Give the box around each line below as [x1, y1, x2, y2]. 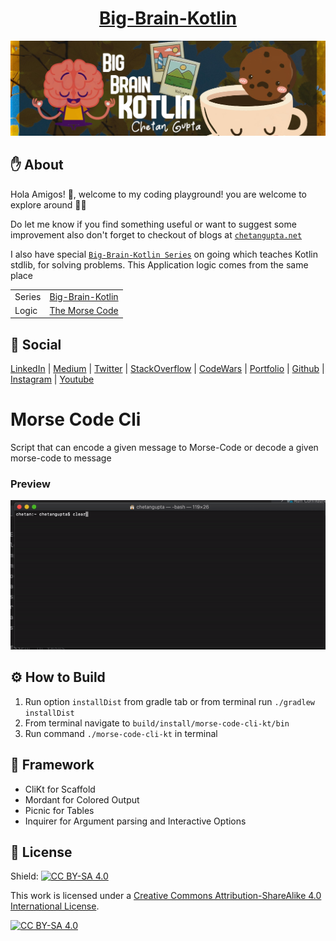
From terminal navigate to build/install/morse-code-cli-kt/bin [24, 717, 290, 729]
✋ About [10, 157, 64, 174]
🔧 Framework [10, 757, 95, 774]
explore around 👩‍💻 [10, 198, 87, 211]
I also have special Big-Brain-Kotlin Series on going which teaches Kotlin [10, 248, 318, 260]
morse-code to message [10, 452, 112, 464]
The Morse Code [49, 304, 119, 316]
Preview [10, 477, 51, 491]
